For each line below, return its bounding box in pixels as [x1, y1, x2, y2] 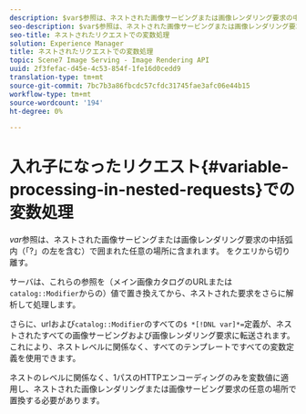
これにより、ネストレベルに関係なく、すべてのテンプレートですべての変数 [9, 341, 287, 352]
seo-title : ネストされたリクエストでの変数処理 [9, 30, 170, 39]
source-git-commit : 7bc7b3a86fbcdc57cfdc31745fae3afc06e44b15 [9, 81, 250, 90]
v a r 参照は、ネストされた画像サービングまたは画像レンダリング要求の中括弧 [9, 234, 293, 245]
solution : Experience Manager [9, 38, 125, 48]
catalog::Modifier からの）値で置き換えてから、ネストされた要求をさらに [9, 288, 287, 299]
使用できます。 [25, 353, 81, 364]
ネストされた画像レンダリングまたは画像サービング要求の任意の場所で [33, 384, 297, 395]
